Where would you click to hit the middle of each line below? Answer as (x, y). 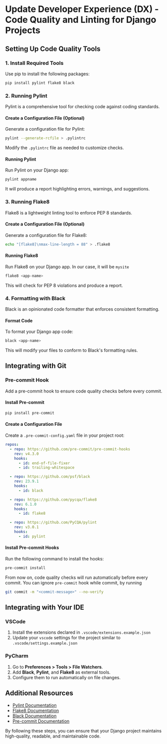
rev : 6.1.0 (25, 504)
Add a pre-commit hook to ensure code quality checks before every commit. (84, 391)
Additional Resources (39, 693)
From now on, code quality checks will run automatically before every (77, 577)
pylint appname (21, 180)
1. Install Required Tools (34, 63)
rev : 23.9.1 (26, 481)
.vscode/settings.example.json (45, 644)
